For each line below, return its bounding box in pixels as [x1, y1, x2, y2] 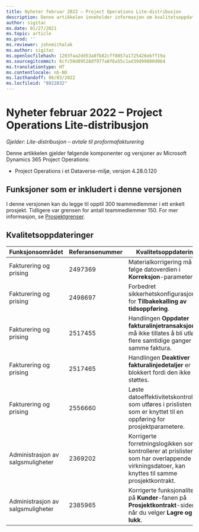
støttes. [128, 375, 149, 384]
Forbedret [128, 282, 156, 291]
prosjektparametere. [128, 422, 185, 431]
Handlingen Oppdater [128, 314, 190, 322]
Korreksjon [128, 272, 161, 281]
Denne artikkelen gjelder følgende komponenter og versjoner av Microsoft [6, 149, 187, 157]
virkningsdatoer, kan [128, 461, 185, 470]
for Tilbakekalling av [128, 297, 187, 305]
